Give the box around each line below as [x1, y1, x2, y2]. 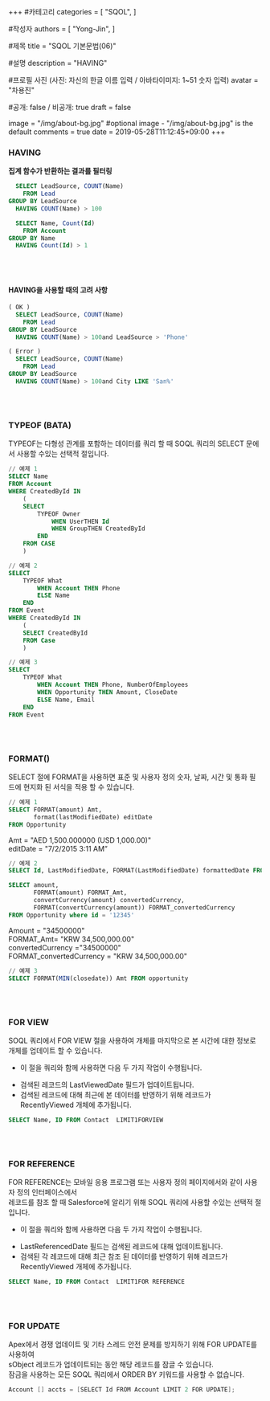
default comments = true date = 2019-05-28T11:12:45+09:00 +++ [8, 127, 226, 137]
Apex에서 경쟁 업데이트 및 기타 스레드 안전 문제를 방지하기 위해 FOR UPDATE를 [8, 1339, 257, 1349]
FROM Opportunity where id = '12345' [8, 911, 135, 919]
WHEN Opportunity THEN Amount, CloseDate [37, 688, 178, 696]
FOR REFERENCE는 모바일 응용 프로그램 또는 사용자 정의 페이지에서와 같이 [8, 1178, 243, 1187]
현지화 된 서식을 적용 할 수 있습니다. [22, 782, 135, 792]
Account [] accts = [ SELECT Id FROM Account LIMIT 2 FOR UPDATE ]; [8, 1385, 235, 1394]
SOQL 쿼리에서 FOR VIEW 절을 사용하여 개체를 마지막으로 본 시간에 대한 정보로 [8, 1035, 256, 1045]
